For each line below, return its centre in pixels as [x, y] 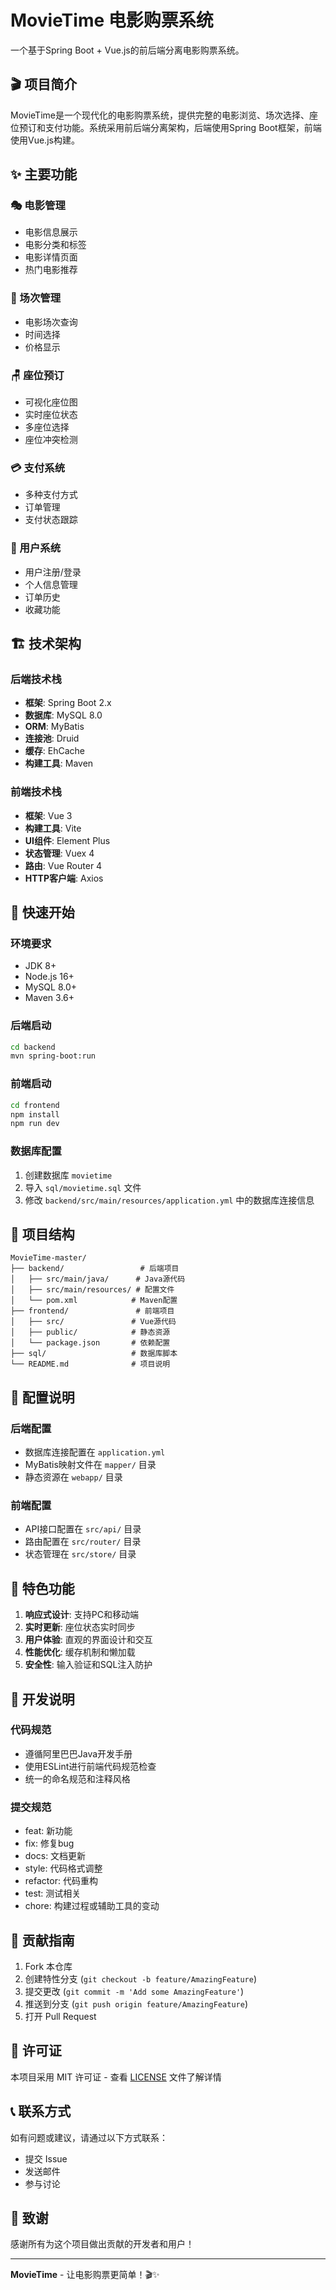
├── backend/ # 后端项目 [95, 1269]
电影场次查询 [51, 322]
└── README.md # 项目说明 [90, 1364]
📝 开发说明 [42, 1699]
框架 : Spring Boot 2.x [68, 703]
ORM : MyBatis [54, 727]
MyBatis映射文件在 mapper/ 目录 [90, 1465]
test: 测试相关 [53, 1893]
